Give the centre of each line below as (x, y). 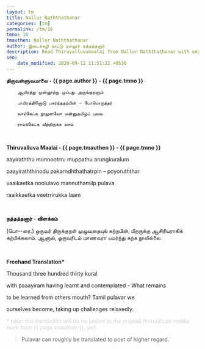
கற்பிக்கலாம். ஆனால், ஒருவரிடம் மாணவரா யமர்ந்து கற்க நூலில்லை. (84, 237)
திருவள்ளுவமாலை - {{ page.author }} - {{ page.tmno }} (75, 81)
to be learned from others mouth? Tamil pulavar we (71, 297)
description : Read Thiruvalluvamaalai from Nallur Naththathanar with (98, 52)
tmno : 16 (17, 35)
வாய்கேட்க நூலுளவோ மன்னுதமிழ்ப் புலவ (60, 114)
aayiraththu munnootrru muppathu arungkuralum (68, 159)
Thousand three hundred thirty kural (52, 273)
